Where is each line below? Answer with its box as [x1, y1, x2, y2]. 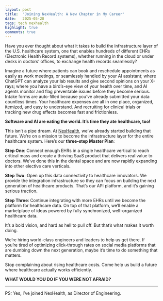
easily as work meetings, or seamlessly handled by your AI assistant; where [5, 73, 156, 79]
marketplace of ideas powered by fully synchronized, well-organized [5, 208, 143, 214]
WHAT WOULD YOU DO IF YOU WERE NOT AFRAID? [5, 276, 111, 282]
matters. [5, 252, 22, 258]
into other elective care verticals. [5, 163, 71, 169]
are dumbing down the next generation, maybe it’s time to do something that [5, 247, 158, 253]
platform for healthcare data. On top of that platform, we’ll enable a [5, 202, 139, 208]
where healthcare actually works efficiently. [5, 267, 92, 272]
